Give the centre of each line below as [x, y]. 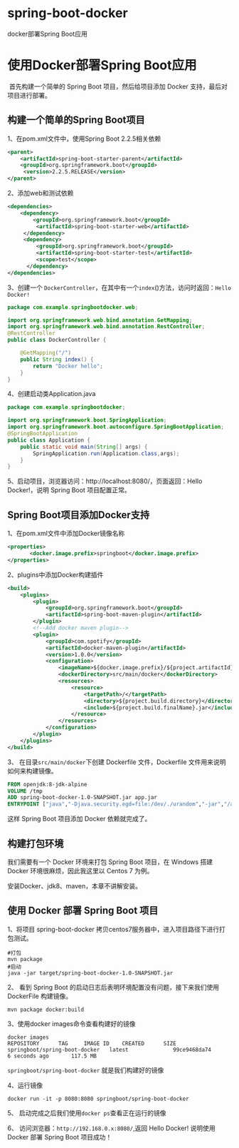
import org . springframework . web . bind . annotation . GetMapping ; [100, 320]
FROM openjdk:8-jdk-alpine [47, 784]
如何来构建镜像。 [32, 771]
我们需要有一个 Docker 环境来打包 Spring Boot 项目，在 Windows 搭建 [110, 862]
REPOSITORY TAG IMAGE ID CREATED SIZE [92, 1043]
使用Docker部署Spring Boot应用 [102, 65]
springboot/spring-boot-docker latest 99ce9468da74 [110, 1050]
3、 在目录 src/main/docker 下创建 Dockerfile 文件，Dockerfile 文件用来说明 [117, 762]
